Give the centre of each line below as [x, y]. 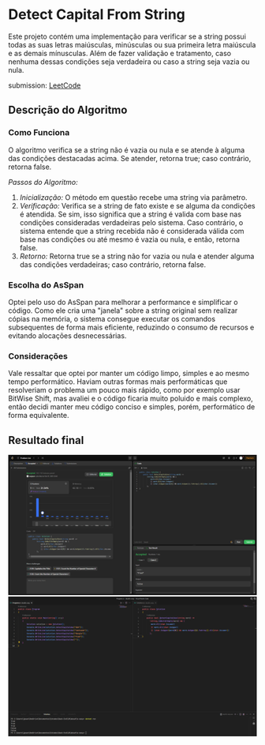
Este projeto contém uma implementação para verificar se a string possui [127, 36]
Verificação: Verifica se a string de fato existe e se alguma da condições [138, 205]
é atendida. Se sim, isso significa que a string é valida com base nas [131, 214]
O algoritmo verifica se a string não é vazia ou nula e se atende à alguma [127, 150]
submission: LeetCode [45, 85]
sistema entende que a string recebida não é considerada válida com [132, 231]
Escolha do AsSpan [46, 284]
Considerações [38, 356]
